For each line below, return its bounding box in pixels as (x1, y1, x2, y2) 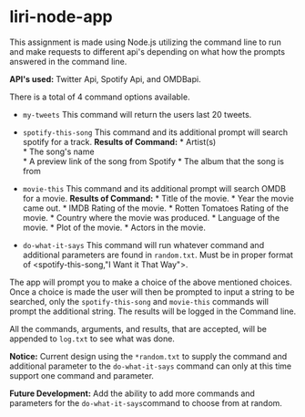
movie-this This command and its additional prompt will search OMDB (22, 182, 287, 193)
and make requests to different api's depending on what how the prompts (9, 46, 285, 57)
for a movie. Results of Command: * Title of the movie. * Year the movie (22, 193, 294, 203)
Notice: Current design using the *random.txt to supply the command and (9, 350, 288, 361)
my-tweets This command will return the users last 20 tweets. (22, 109, 252, 120)
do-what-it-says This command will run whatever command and (22, 239, 265, 250)
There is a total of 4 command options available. (9, 91, 190, 102)
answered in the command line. (9, 56, 127, 67)
